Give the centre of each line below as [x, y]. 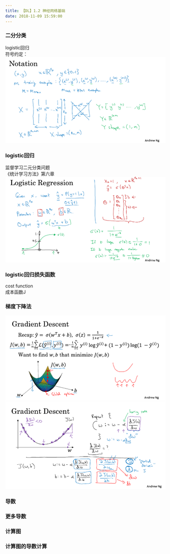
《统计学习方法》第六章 [30, 174]
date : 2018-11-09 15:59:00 [34, 16]
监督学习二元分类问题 [27, 168]
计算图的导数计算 [26, 546]
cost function [19, 286]
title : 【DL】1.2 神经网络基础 [35, 11]
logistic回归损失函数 [30, 274]
